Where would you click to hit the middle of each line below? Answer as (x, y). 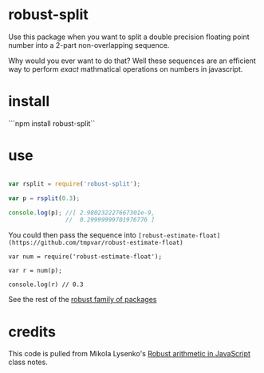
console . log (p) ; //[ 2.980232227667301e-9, (82, 213)
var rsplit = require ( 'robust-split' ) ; (75, 184)
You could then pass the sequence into (73, 235)
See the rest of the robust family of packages (83, 300)
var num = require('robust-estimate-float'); (85, 257)
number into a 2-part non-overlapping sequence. (89, 45)
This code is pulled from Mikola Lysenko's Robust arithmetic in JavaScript (130, 354)
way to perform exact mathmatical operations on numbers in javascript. (126, 69)
